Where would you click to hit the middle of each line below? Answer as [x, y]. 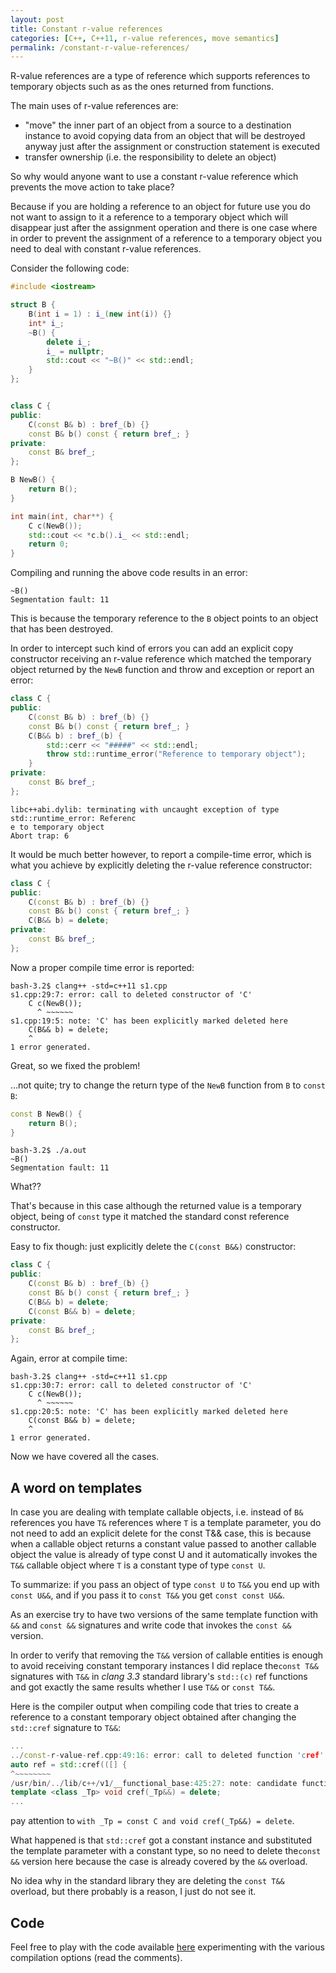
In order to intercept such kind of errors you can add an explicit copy [152, 648]
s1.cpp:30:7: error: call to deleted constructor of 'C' [131, 1386]
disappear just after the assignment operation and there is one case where [164, 228]
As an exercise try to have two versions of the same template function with [164, 1615]
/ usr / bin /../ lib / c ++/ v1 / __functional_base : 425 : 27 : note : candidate [154, 1783]
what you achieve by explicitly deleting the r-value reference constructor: [161, 865]
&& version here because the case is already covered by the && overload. [159, 1862]
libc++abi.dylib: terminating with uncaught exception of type [145, 809]
